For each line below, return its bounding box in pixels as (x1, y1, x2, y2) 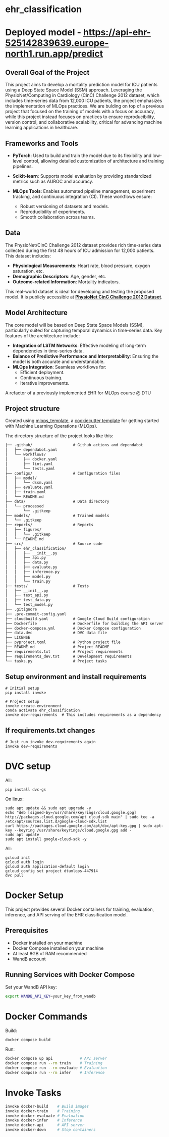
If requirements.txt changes (5, 726, 95, 735)
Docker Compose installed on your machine (12, 945, 104, 951)
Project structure (5, 404, 60, 413)
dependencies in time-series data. (12, 347, 84, 354)
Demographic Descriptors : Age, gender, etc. (12, 273, 107, 279)
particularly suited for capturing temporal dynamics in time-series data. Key (5, 327, 162, 333)
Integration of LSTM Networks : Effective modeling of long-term (12, 342, 146, 348)
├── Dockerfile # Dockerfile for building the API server (5, 621, 164, 626)
